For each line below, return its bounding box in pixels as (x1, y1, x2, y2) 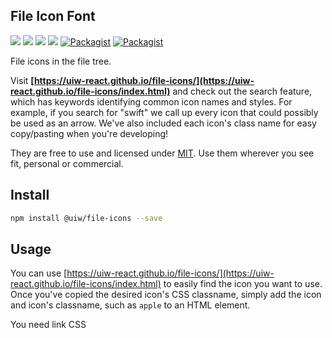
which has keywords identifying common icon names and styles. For (10, 95, 293, 108)
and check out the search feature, (172, 85, 313, 97)
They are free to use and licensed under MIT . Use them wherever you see (10, 147, 315, 159)
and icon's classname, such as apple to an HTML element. (10, 299, 251, 311)
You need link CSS (10, 319, 87, 331)
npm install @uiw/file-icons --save (10, 213, 163, 223)
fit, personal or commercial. (10, 157, 124, 169)
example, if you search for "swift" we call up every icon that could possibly (10, 106, 319, 118)
